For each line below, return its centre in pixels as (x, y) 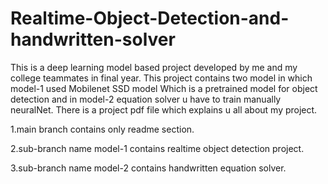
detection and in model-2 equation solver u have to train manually (146, 99)
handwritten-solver (93, 39)
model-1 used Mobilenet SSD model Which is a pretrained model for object (164, 88)
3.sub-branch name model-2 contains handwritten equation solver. (148, 168)
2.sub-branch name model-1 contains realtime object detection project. (157, 148)
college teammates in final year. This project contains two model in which (161, 78)
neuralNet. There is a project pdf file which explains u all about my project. (164, 109)
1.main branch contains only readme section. (102, 129)
